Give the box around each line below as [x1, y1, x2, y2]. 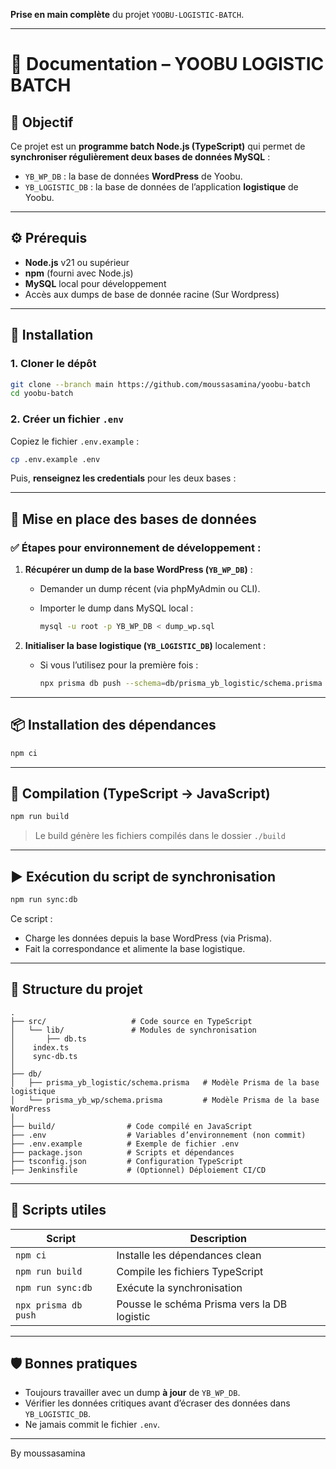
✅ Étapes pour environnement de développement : [10, 540, 262, 554]
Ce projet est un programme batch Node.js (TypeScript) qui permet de [10, 140, 306, 152]
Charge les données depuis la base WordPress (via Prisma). [24, 932, 272, 944]
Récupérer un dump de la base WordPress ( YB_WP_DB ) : [24, 564, 253, 576]
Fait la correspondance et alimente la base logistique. [24, 942, 246, 954]
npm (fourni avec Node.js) [24, 267, 134, 279]
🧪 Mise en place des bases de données [10, 510, 257, 528]
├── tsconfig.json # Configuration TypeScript [10, 1156, 244, 1166]
